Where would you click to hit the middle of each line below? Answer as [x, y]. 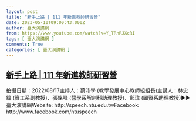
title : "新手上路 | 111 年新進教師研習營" [53, 17]
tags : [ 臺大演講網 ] [30, 39]
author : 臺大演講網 [28, 28]
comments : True [25, 45]
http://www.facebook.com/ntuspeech [51, 112]
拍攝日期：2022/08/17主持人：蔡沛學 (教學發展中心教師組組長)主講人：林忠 [97, 90]
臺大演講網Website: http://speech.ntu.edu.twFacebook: [73, 105]
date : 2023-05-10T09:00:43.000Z [45, 22]
